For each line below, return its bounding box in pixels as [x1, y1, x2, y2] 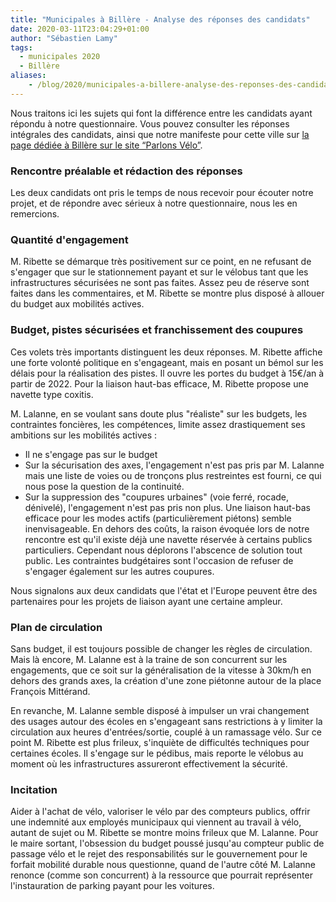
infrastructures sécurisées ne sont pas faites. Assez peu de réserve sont [10, 277, 310, 289]
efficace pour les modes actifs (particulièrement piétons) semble [24, 512, 292, 524]
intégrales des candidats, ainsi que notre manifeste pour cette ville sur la [10, 128, 310, 140]
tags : [10, 42, 33, 53]
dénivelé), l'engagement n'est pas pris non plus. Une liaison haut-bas [24, 501, 311, 513]
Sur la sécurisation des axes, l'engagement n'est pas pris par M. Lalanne [24, 459, 325, 471]
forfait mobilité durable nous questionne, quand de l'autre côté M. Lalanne [10, 859, 316, 871]
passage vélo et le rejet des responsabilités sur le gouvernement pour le [10, 848, 308, 860]
